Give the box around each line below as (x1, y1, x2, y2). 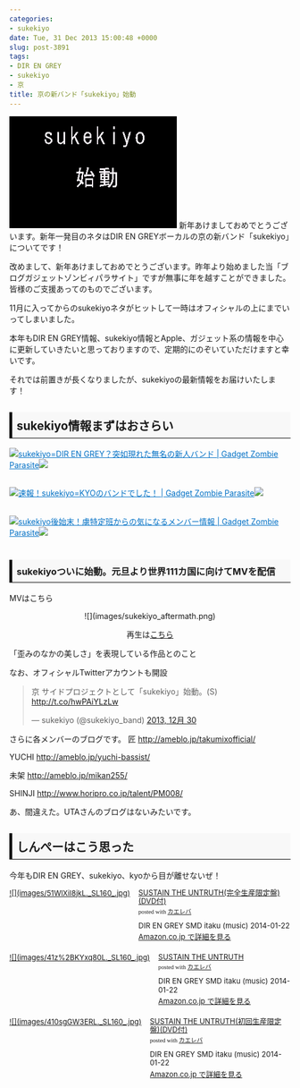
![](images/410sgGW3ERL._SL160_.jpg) (9, 1016, 142, 1026)
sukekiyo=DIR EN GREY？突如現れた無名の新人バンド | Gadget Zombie (18, 448, 279, 460)
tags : (9, 52, 29, 62)
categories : (9, 14, 54, 23)
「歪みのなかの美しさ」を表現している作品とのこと (9, 648, 197, 659)
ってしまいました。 (9, 313, 80, 324)
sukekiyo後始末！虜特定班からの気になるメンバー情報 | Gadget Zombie (18, 516, 279, 527)
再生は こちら (126, 629, 174, 640)
